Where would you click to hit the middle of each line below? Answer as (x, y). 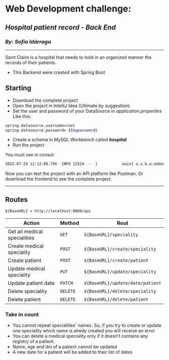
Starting (18, 88)
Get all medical (25, 232)
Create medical (26, 246)
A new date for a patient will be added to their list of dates (72, 352)
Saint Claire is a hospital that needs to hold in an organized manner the (78, 57)
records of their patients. (31, 62)
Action (31, 223)
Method (70, 223)
